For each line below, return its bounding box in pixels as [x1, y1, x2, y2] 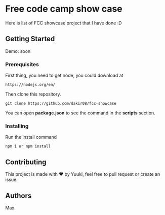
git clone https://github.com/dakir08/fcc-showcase [5, 101, 116, 106]
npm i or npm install [5, 144, 51, 149]
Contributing [5, 158, 47, 166]
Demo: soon [5, 48, 31, 54]
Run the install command [5, 134, 57, 140]
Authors [5, 191, 32, 200]
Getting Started [5, 35, 55, 43]
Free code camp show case [5, 3, 122, 15]
